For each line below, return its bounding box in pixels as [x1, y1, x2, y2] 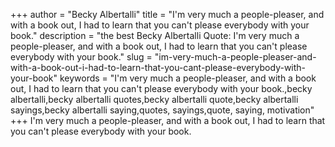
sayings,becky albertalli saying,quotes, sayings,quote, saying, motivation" [10, 104, 315, 116]
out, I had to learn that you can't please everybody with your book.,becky [10, 83, 313, 94]
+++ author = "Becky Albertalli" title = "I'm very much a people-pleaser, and [10, 9, 325, 20]
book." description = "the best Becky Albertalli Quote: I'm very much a [10, 30, 300, 41]
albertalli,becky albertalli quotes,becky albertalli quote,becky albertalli [10, 94, 299, 105]
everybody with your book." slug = [10, 51, 153, 63]
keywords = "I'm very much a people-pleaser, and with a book [59, 72, 317, 84]
